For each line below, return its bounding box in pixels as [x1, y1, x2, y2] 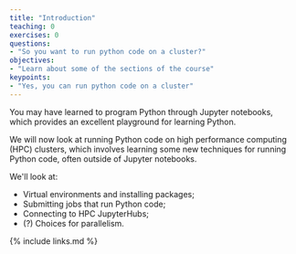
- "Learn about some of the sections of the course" [9, 65, 215, 74]
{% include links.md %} [9, 235, 99, 247]
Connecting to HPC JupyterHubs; [22, 207, 149, 219]
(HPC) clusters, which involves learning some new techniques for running [9, 143, 287, 154]
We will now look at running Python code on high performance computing [9, 133, 288, 144]
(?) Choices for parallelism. [22, 217, 125, 228]
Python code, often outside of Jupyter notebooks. [9, 153, 197, 164]
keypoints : [9, 73, 51, 82]
